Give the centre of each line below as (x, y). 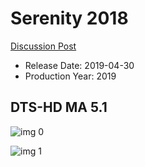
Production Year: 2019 (70, 76)
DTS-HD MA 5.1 (59, 107)
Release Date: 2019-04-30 (79, 65)
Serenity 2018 (69, 18)
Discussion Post (43, 46)
